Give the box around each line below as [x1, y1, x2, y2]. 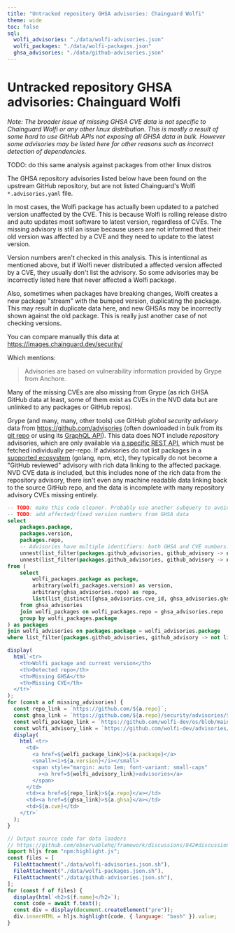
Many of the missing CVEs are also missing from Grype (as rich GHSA [7, 387, 208, 396]
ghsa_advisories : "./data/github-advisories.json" [13, 50, 164, 57]
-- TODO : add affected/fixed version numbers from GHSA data [7, 511, 190, 518]
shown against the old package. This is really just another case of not [7, 311, 208, 320]
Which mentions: [7, 353, 56, 362]
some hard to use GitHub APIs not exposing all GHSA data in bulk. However [7, 132, 226, 141]
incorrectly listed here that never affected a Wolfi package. [7, 276, 177, 284]
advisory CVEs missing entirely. [7, 490, 99, 499]
